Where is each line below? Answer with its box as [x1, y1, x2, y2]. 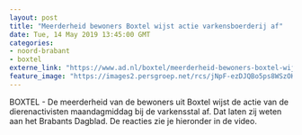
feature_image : [9, 72, 67, 81]
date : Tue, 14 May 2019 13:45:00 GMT [9, 30, 151, 39]
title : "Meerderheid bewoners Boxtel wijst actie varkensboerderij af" [9, 22, 283, 31]
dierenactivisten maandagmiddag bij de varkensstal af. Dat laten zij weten [9, 105, 282, 117]
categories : [9, 38, 54, 48]
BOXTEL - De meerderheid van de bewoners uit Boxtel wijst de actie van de [9, 96, 289, 107]
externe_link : [9, 64, 63, 73]
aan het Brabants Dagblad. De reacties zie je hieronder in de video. [9, 115, 258, 126]
